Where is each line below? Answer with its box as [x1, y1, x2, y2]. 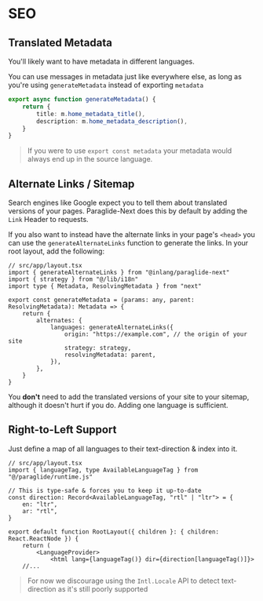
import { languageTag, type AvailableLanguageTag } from [8, 466, 199, 474]
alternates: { [36, 317, 82, 325]
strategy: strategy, [64, 344, 132, 352]
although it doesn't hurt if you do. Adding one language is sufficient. [8, 401, 229, 410]
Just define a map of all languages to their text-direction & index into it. [8, 444, 238, 453]
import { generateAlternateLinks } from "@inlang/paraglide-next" [8, 268, 230, 277]
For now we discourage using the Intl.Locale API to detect [27, 576, 220, 585]
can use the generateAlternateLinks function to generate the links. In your [8, 239, 249, 248]
